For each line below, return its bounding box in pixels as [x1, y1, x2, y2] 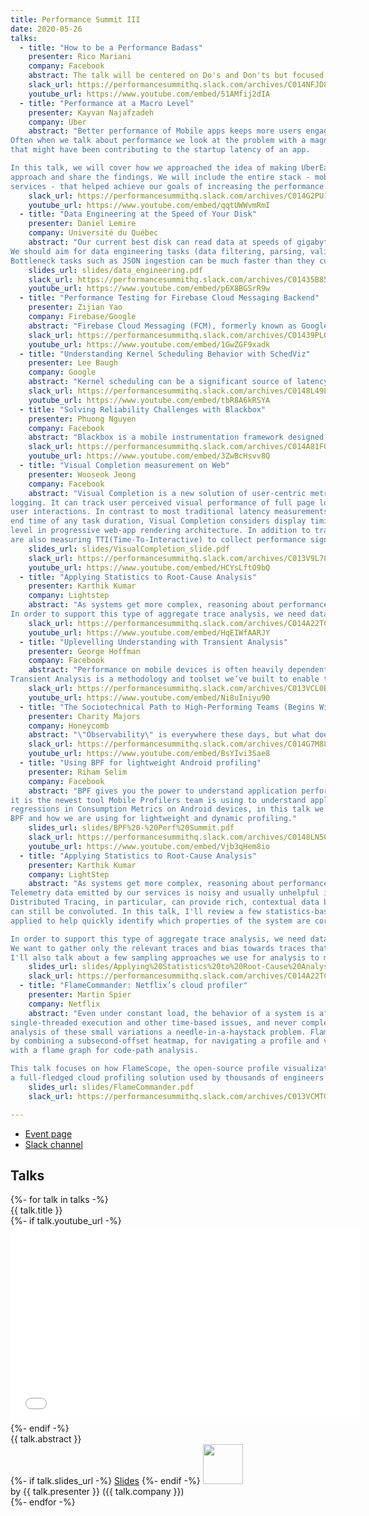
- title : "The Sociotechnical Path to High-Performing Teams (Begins [19, 702, 315, 712]
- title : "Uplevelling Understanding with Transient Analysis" [19, 637, 288, 647]
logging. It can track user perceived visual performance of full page [10, 497, 315, 508]
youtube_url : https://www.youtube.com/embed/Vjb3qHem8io [28, 841, 271, 851]
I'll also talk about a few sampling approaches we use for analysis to [10, 952, 320, 963]
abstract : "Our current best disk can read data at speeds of [28, 237, 293, 247]
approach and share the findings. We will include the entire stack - [10, 172, 311, 182]
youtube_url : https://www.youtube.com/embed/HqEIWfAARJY [28, 627, 271, 638]
